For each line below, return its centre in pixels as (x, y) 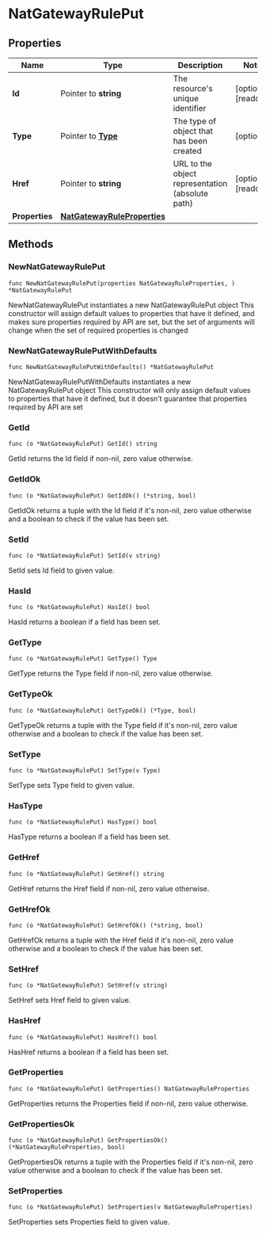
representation (200, 183)
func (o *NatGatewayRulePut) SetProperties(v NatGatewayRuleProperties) (131, 1207)
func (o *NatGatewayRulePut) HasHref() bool (83, 1037)
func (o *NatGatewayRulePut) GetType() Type (83, 659)
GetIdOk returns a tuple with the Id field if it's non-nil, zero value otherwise (130, 510)
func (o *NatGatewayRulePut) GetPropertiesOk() (88, 1141)
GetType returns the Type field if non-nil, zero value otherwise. (111, 673)
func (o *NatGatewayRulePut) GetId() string (83, 444)
